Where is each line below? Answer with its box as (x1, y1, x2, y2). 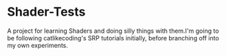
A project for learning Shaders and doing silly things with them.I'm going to (7, 27, 219, 35)
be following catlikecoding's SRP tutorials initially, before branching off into (7, 33, 220, 42)
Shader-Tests (7, 4, 86, 20)
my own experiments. (7, 41, 69, 49)
